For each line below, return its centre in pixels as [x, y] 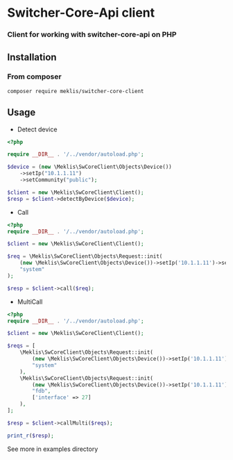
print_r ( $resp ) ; [31, 436]
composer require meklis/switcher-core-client [76, 91]
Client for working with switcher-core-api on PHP [92, 35]
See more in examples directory [53, 449]
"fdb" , [42, 391]
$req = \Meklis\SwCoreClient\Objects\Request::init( [85, 256]
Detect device [37, 129]
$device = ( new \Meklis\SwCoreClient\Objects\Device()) [89, 167]
